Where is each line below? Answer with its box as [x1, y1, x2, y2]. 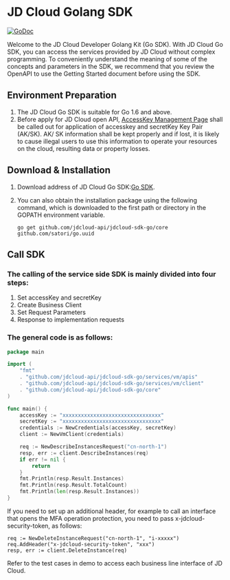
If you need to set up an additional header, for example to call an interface [7, 507, 216, 515]
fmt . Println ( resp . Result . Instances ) [19, 475, 125, 482]
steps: [7, 278, 29, 287]
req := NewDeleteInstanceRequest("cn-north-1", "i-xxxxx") [7, 535, 180, 541]
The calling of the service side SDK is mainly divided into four [7, 269, 216, 279]
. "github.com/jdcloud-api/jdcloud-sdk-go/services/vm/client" [19, 380, 205, 387]
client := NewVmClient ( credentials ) [19, 431, 125, 438]
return [32, 462, 51, 469]
